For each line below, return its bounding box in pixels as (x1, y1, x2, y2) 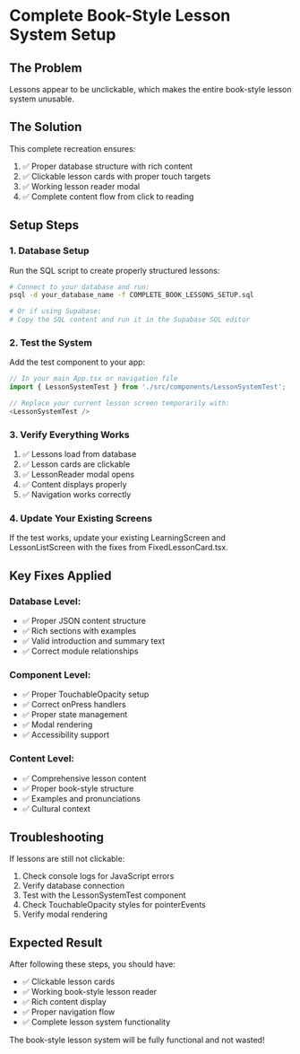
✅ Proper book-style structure (21, 783, 134, 794)
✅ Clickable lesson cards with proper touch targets (21, 171, 211, 181)
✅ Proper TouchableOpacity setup (21, 689, 150, 700)
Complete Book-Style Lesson (9, 5, 231, 26)
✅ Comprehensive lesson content (21, 773, 147, 784)
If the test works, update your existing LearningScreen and (9, 532, 227, 543)
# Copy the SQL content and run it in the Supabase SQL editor (9, 315, 251, 324)
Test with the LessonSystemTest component (21, 890, 186, 900)
